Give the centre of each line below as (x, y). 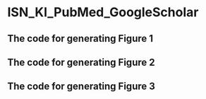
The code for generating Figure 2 (81, 62)
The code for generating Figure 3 (81, 87)
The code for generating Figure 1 (80, 39)
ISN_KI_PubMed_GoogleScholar (103, 12)
